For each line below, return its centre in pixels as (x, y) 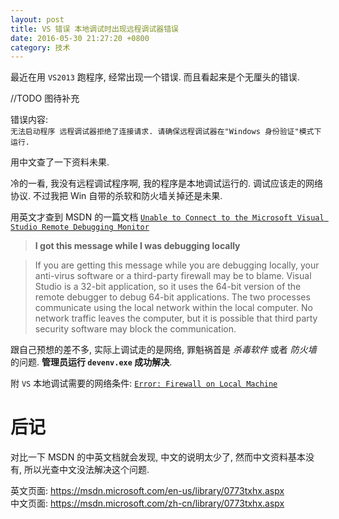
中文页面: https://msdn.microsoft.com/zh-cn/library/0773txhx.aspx (147, 503)
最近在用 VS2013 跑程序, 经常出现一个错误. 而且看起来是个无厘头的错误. (155, 77)
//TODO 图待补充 (45, 98)
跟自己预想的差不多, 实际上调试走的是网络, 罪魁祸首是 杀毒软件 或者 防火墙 (163, 350)
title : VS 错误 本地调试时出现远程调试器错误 (95, 29)
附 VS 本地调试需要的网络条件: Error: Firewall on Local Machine (144, 383)
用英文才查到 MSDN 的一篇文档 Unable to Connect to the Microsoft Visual (167, 217)
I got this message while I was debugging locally (137, 246)
